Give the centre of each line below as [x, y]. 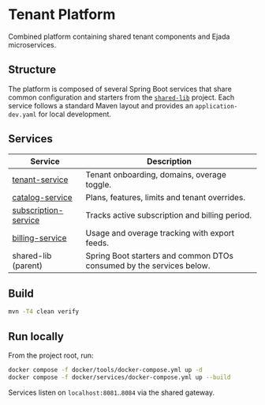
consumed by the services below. [148, 265]
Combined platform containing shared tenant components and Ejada [119, 36]
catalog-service [42, 197]
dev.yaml [22, 115]
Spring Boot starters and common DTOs [160, 255]
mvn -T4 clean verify [44, 312]
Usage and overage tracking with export [160, 233]
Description [169, 161]
